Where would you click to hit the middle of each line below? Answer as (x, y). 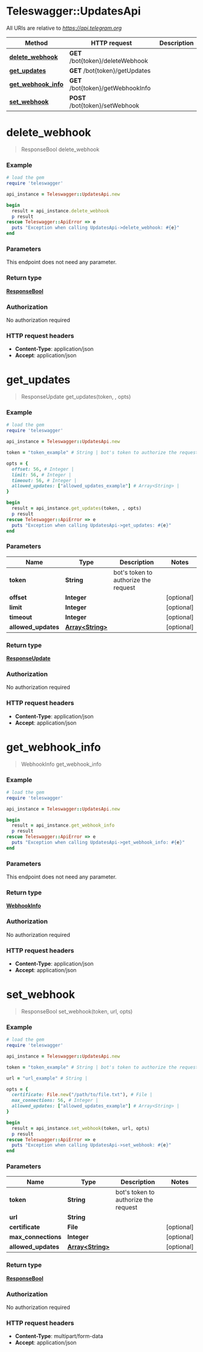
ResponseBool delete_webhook (60, 149)
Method (37, 42)
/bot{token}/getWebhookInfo (110, 88)
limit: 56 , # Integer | (41, 475)
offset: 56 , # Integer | (43, 469)
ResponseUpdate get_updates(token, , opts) (76, 397)
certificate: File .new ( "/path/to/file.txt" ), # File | (82, 1095)
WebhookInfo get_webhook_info (61, 764)
